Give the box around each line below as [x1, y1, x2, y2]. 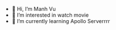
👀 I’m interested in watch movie [11, 12, 89, 18]
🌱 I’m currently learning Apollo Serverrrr [11, 18, 110, 24]
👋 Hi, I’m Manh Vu [11, 6, 56, 12]
